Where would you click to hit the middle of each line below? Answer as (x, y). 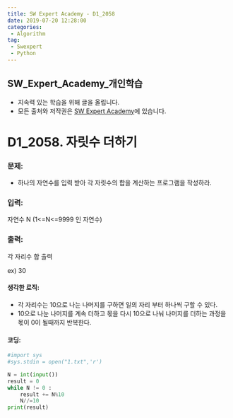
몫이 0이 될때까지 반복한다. (54, 322)
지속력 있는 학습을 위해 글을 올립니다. (68, 102)
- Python (23, 54)
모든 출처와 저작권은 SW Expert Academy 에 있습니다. (92, 111)
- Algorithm (28, 34)
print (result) (28, 407)
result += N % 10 (42, 394)
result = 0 (23, 381)
